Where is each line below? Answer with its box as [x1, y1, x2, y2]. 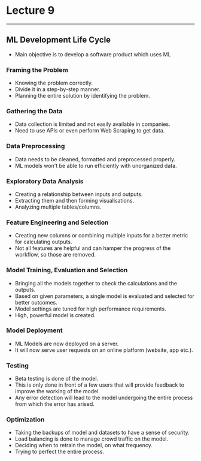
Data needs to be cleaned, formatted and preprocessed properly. [14, 155, 176, 162]
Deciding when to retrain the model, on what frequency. [14, 442, 153, 449]
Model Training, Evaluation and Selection [6, 266, 128, 275]
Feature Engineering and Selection [6, 218, 109, 227]
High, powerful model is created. [14, 311, 96, 318]
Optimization [6, 415, 45, 424]
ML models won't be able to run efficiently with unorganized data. [14, 162, 178, 169]
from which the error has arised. [14, 400, 95, 408]
